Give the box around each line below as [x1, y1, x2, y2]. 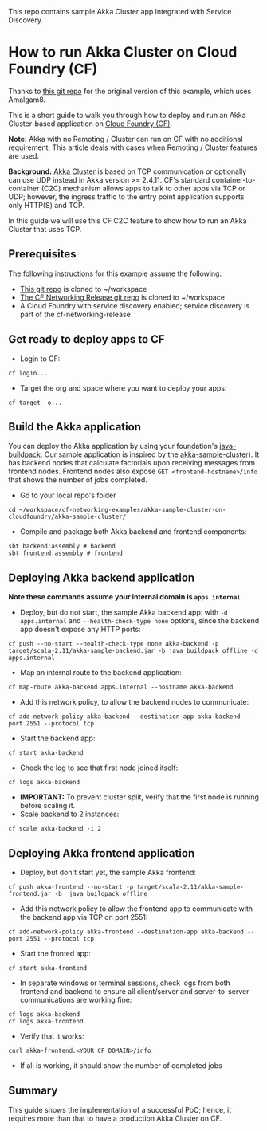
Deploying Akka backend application [8, 571, 195, 584]
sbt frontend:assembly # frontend [8, 549, 124, 557]
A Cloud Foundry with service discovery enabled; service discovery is [19, 300, 250, 310]
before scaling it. [19, 801, 76, 811]
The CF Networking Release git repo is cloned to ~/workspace [19, 293, 226, 302]
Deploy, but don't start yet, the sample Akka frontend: [19, 868, 197, 877]
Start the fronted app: [19, 948, 92, 958]
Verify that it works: [19, 1031, 85, 1041]
